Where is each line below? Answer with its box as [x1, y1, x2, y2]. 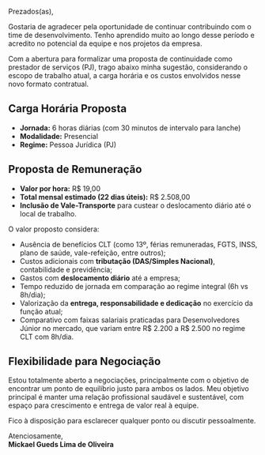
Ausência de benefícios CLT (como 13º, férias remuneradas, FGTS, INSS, [19, 239, 258, 249]
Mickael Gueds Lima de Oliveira [8, 440, 115, 449]
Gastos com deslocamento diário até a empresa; [19, 273, 180, 283]
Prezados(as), [8, 7, 54, 16]
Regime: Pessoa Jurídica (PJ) [19, 140, 117, 149]
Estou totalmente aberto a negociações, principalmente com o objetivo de [8, 375, 249, 385]
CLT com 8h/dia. [19, 332, 74, 341]
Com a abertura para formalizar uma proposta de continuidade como [8, 55, 233, 63]
